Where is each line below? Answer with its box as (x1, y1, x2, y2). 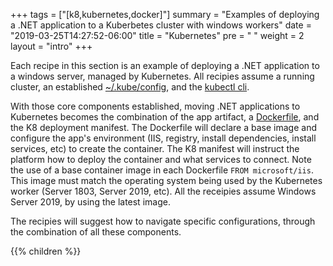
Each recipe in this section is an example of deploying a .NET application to (10, 60, 320, 71)
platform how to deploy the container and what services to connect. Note (10, 154, 312, 165)
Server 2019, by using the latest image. (10, 196, 171, 208)
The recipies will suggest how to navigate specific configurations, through (10, 215, 316, 227)
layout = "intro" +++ (10, 40, 93, 52)
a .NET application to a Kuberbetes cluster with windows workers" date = (10, 19, 312, 31)
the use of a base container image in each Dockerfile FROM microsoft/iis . (10, 164, 314, 176)
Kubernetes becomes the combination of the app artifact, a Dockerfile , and (10, 111, 320, 123)
